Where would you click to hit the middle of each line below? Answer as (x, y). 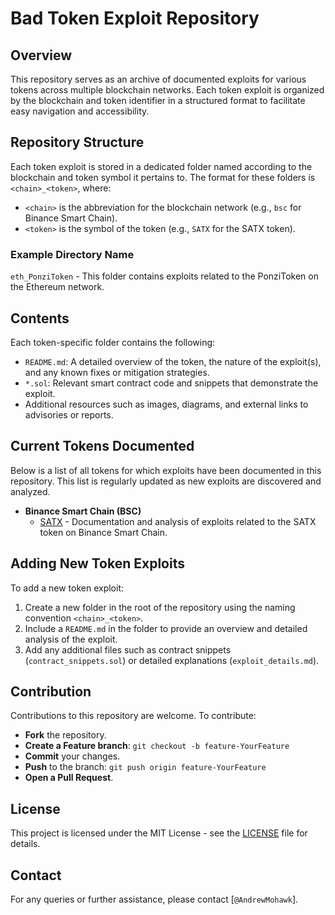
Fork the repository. (65, 735)
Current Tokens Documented (102, 446)
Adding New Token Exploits (97, 563)
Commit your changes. (72, 756)
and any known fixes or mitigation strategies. (117, 372)
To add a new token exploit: (67, 588)
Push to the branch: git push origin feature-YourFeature (145, 767)
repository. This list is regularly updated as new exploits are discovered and (166, 481)
